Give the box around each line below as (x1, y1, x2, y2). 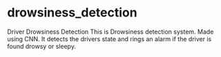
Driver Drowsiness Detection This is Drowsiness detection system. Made (7, 27, 214, 36)
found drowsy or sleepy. (7, 42, 76, 50)
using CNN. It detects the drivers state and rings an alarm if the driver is (7, 34, 212, 43)
